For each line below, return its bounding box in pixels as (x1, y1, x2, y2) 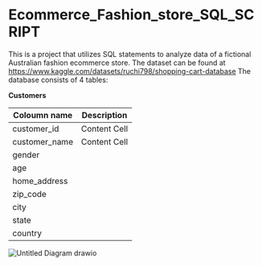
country (12, 227, 43, 239)
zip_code (12, 188, 47, 199)
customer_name (12, 136, 74, 147)
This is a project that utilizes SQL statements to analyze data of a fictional (8, 49, 252, 59)
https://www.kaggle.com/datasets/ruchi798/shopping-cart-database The (8, 66, 252, 76)
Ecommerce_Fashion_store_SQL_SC (8, 6, 255, 24)
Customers (8, 90, 47, 100)
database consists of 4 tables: (8, 75, 108, 84)
